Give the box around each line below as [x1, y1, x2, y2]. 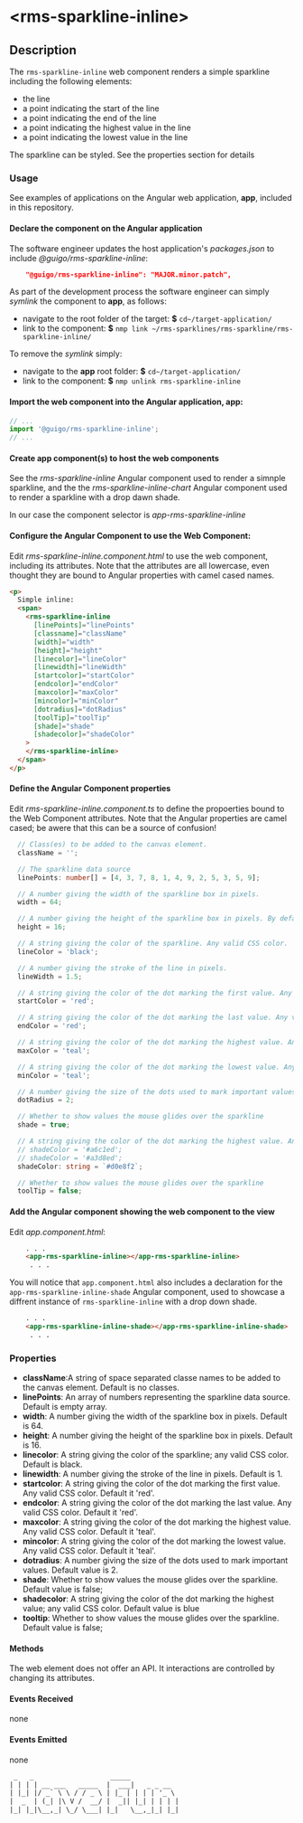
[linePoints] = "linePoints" [32, 621, 135, 630]
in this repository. [9, 202, 74, 213]
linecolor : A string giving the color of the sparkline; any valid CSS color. [22, 1450, 289, 1460]
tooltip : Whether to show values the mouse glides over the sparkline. [22, 1612, 280, 1624]
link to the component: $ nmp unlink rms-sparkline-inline [22, 375, 242, 386]
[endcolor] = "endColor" [32, 680, 119, 689]
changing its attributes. [9, 1673, 96, 1684]
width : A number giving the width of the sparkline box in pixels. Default [22, 1411, 288, 1422]
